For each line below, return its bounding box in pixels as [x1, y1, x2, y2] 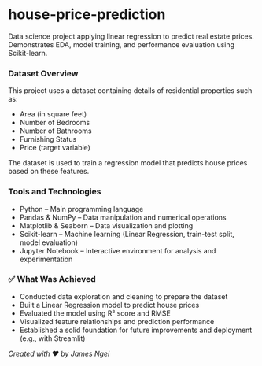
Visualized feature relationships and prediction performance [19, 316, 215, 326]
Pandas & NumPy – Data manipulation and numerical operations [19, 213, 227, 222]
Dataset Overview [8, 68, 79, 79]
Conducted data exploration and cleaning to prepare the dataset [19, 291, 228, 301]
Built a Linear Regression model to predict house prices [19, 300, 200, 309]
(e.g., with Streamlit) [19, 333, 86, 343]
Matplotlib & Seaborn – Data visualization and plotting [19, 220, 194, 230]
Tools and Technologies [8, 187, 101, 198]
